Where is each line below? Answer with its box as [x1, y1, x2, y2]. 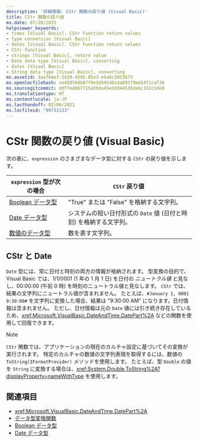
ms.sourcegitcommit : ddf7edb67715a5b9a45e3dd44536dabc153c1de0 [6, 85, 165, 91]
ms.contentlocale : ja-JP [6, 96, 67, 102]
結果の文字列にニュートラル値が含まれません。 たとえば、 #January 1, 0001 [6, 290, 190, 297]
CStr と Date [6, 251, 52, 261]
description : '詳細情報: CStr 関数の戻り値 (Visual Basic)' [6, 8, 148, 15]
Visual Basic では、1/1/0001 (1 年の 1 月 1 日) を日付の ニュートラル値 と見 [6, 275, 184, 282]
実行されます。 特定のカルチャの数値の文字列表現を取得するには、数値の [6, 351, 183, 358]
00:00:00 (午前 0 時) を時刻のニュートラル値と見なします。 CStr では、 [16, 282, 189, 289]
